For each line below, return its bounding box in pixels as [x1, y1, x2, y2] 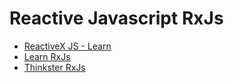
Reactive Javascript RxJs [9, 7, 224, 30]
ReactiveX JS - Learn [23, 40, 112, 52]
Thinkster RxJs [23, 61, 86, 73]
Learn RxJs [23, 50, 71, 62]
